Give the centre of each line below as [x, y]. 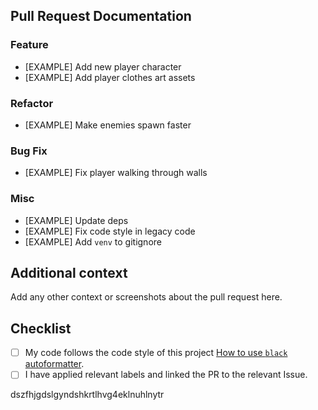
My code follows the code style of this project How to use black [156, 353]
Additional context [69, 272]
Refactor [32, 103]
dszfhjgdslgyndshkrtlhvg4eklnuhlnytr [87, 395]
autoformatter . [54, 364]
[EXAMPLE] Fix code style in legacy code [110, 231]
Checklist [41, 328]
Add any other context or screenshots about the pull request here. [146, 297]
